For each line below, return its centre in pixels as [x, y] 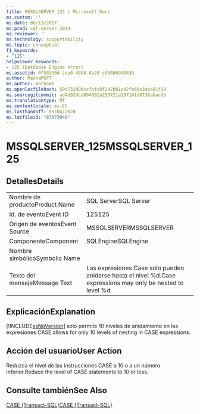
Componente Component [44, 241]
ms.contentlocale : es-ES [37, 106]
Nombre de [25, 197]
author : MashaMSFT [29, 78]
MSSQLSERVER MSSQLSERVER [130, 228]
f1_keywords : [22, 51]
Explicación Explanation [51, 312]
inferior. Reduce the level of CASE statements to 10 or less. [77, 372]
